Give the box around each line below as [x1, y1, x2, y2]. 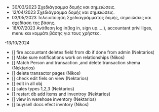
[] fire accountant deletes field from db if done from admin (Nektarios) [11, 49, 155, 55]
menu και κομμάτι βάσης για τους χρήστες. [11, 30, 101, 36]
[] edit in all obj [11, 81, 42, 86]
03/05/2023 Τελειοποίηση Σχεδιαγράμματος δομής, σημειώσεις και [11, 15, 152, 20]
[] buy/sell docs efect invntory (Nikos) [11, 102, 89, 107]
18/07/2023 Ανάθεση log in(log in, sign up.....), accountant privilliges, [11, 25, 153, 31]
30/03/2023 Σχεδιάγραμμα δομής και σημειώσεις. [11, 4, 116, 10]
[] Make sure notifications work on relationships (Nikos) [11, 55, 125, 60]
